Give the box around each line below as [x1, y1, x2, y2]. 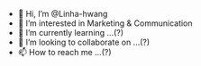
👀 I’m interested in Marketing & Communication [17, 18, 193, 29]
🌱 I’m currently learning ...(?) [17, 28, 124, 37]
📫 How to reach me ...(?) [17, 47, 112, 57]
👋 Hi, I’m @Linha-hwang [17, 9, 108, 19]
